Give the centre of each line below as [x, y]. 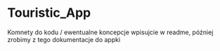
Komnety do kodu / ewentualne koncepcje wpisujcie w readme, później [110, 32]
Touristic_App [49, 13]
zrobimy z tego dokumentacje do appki [64, 39]
